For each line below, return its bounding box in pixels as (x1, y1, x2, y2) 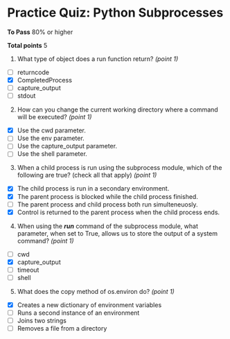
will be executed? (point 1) (17, 113, 92, 121)
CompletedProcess (17, 76, 73, 84)
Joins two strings (17, 317, 67, 325)
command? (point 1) (17, 236, 74, 245)
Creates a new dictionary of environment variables (17, 300, 162, 309)
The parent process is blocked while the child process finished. (17, 192, 199, 200)
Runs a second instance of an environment (17, 308, 140, 317)
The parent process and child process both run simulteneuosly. (17, 200, 199, 209)
